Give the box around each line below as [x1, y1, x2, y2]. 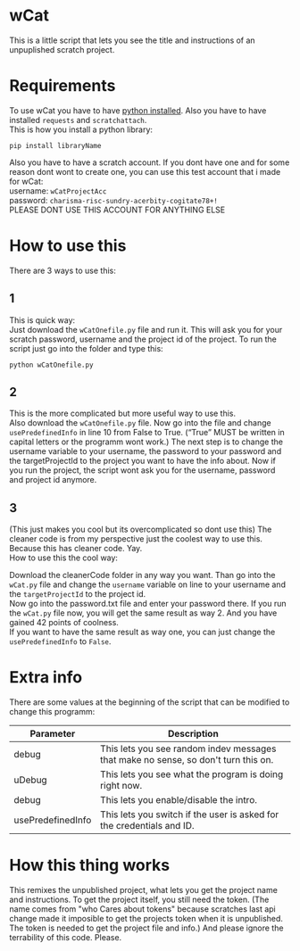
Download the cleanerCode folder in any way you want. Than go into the [9, 570, 276, 581]
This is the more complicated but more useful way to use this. [9, 408, 237, 419]
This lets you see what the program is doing [99, 768, 284, 781]
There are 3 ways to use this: [9, 265, 116, 276]
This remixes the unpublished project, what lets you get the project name [9, 885, 279, 896]
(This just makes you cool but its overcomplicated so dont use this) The [9, 524, 272, 535]
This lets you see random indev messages [99, 742, 277, 755]
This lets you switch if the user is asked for [99, 808, 279, 821]
